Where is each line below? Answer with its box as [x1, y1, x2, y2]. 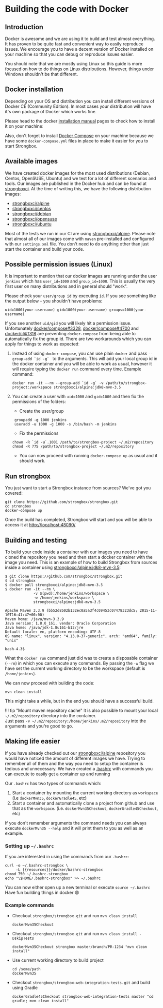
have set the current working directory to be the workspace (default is [5, 665, 146, 671]
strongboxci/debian [12, 211, 51, 217]
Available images [5, 157, 58, 165]
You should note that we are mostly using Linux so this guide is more [5, 61, 143, 66]
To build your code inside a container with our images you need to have [5, 549, 148, 555]
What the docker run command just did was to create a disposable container [5, 655, 158, 661]
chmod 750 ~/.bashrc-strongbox [5, 872, 68, 877]
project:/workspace [12, 385, 52, 390]
